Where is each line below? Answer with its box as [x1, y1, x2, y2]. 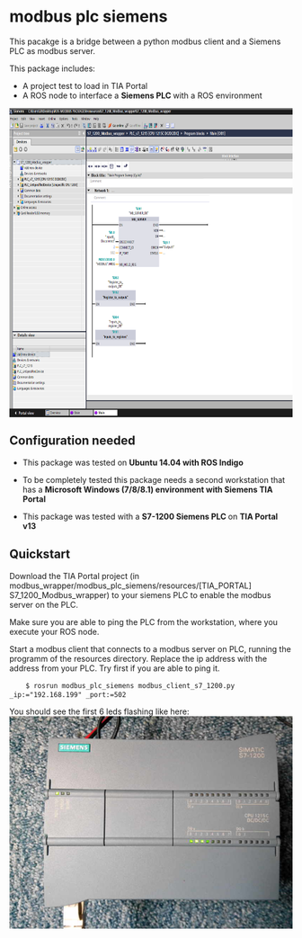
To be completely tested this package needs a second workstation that [22, 474, 286, 485]
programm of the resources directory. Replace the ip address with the [9, 653, 268, 664]
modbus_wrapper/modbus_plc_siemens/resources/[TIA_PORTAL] [9, 580, 252, 591]
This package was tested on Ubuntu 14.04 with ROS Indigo [22, 457, 244, 468]
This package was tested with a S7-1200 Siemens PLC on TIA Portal [22, 511, 279, 522]
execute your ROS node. [9, 626, 100, 637]
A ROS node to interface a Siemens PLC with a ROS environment [22, 90, 262, 101]
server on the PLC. [9, 599, 79, 610]
